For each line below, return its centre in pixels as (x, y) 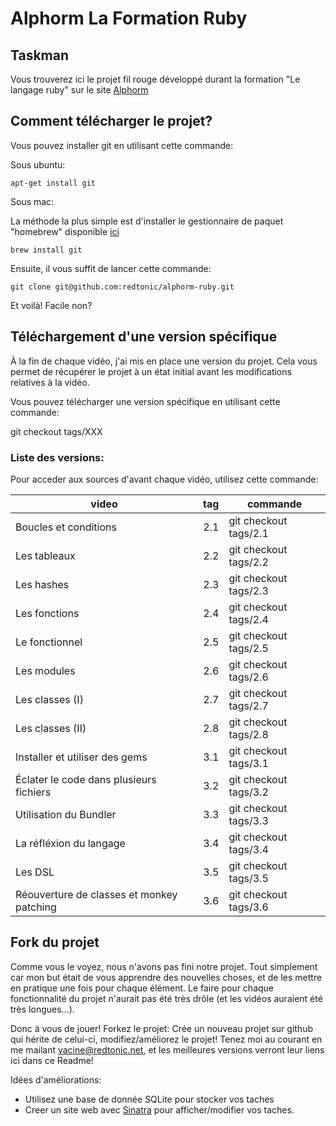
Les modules (45, 670)
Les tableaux (45, 555)
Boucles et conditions (66, 527)
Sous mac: (32, 201)
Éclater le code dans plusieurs (86, 779)
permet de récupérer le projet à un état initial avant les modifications (151, 371)
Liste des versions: (57, 457)
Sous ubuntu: (38, 164)
